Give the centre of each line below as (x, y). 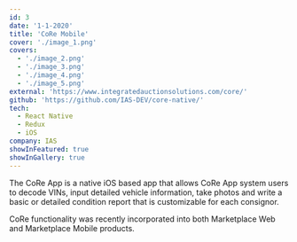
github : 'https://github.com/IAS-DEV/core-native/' (106, 100)
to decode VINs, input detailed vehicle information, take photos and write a (146, 192)
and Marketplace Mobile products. (72, 228)
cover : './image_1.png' (53, 42)
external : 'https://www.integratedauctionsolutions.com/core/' (129, 91)
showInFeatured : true (49, 149)
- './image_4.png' (51, 75)
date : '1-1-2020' (41, 26)
